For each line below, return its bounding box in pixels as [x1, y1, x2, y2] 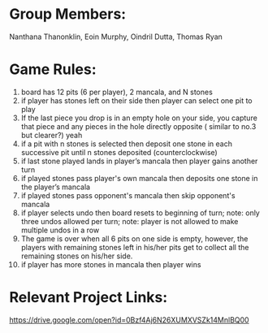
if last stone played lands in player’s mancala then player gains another [20, 156, 258, 166]
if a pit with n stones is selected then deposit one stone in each [20, 139, 232, 149]
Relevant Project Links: [9, 288, 168, 307]
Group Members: [9, 5, 127, 24]
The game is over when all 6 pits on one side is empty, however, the [20, 233, 249, 244]
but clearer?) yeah [20, 130, 83, 140]
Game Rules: [9, 60, 97, 79]
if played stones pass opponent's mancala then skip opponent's [20, 190, 236, 200]
